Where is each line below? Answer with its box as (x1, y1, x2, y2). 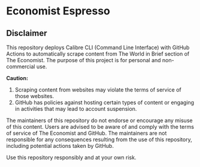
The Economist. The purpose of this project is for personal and (6, 57, 161, 63)
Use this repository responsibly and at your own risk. (6, 154, 137, 161)
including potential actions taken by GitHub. (6, 142, 114, 149)
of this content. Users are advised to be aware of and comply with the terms (6, 123, 195, 130)
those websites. (14, 93, 54, 99)
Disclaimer (6, 28, 47, 38)
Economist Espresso (6, 4, 111, 18)
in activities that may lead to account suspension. (14, 105, 137, 112)
